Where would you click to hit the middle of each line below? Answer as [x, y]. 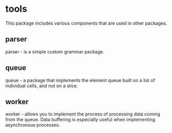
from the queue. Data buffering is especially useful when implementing [80, 120]
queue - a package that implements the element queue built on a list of [80, 80]
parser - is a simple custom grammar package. [55, 51]
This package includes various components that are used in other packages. [86, 23]
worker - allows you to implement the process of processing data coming [83, 114]
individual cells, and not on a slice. [42, 86]
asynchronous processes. [33, 125]
